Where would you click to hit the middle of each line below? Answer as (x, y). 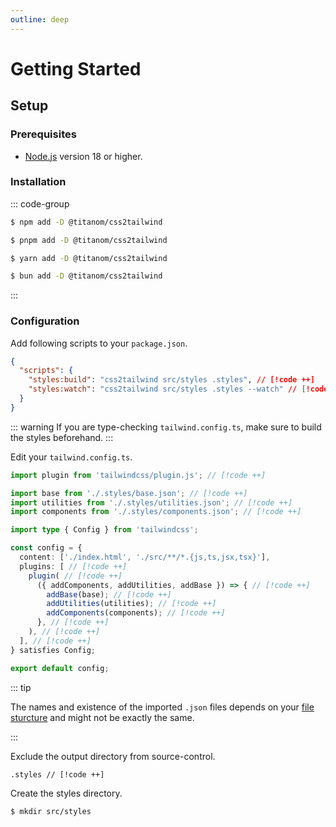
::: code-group (40, 203)
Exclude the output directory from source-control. (113, 756)
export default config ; (60, 668)
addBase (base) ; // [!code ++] (109, 594)
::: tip (21, 687)
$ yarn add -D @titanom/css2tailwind (89, 258)
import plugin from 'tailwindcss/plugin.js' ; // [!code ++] (138, 475)
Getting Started (76, 68)
